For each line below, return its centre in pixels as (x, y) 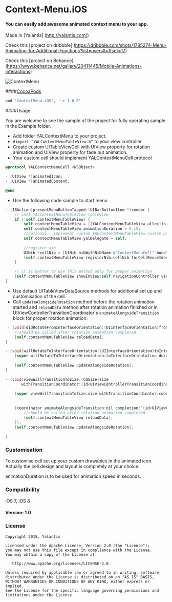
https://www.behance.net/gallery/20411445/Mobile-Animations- (74, 66)
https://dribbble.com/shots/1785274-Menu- (121, 45)
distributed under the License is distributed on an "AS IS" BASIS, (80, 577)
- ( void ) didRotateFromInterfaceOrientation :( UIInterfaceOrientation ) (83, 327)
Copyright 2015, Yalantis (33, 537)
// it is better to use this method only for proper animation (83, 271)
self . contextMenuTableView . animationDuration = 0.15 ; (82, 229)
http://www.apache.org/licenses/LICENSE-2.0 (60, 564)
